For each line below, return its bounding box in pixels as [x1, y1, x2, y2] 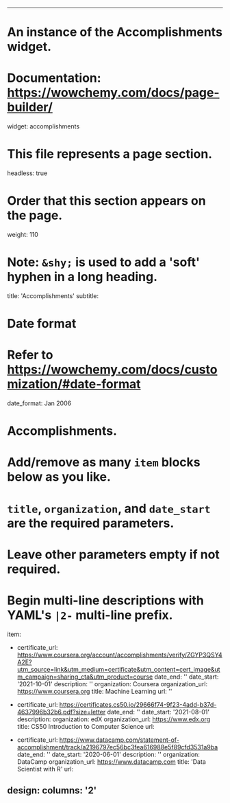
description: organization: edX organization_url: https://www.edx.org [16, 715, 211, 723]
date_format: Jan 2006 [7, 399, 72, 407]
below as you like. [7, 469, 112, 485]
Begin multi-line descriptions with [7, 593, 204, 608]
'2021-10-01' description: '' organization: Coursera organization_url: [16, 679, 207, 688]
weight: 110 [7, 231, 39, 238]
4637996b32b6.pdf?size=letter [16, 708, 106, 716]
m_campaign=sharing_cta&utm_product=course [16, 672, 153, 681]
